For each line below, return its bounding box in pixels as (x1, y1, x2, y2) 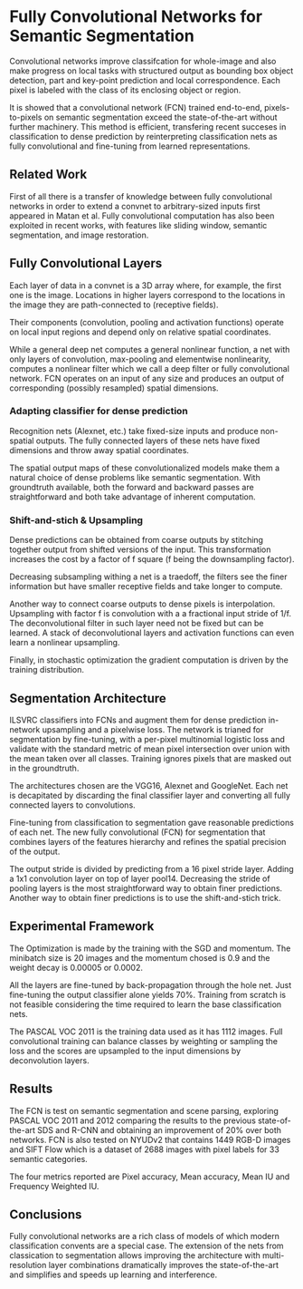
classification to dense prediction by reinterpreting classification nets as (9, 131, 278, 141)
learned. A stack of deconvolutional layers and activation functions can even (9, 627, 295, 638)
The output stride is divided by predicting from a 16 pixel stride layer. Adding (9, 863, 294, 874)
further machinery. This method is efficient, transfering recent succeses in (9, 121, 287, 132)
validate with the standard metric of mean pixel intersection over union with (9, 743, 290, 754)
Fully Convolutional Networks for (9, 6, 263, 27)
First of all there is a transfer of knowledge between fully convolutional (9, 190, 273, 201)
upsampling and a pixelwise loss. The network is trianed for (42, 723, 264, 735)
